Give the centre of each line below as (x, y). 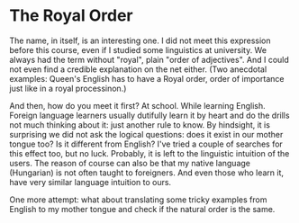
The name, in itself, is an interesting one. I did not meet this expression (140, 40)
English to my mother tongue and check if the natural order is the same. (142, 209)
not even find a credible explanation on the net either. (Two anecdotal (138, 69)
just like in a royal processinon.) (68, 88)
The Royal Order (71, 16)
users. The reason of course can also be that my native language (130, 163)
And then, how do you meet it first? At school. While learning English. (137, 105)
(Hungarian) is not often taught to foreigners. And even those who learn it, (147, 173)
